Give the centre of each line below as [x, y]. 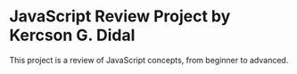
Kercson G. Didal [72, 35]
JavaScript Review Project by [120, 16]
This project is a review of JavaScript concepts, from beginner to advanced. [149, 60]
